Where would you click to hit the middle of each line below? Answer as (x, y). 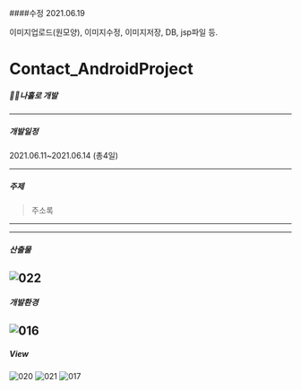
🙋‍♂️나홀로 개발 (34, 95)
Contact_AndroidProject (102, 69)
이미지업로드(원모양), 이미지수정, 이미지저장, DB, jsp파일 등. (114, 32)
